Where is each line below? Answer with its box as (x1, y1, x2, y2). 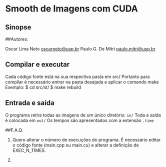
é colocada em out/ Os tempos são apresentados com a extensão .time (5, 117, 154, 123)
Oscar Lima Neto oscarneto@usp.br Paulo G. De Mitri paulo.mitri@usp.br (5, 46, 156, 51)
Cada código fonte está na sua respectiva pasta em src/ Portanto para (5, 73, 150, 79)
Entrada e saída (5, 98, 54, 107)
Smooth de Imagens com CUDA (5, 3, 138, 14)
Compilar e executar (5, 60, 70, 69)
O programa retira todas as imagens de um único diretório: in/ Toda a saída (5, 112, 161, 118)
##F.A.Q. (5, 127, 23, 133)
